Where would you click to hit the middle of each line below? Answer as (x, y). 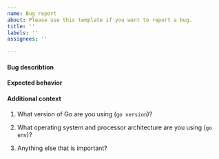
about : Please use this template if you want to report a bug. (100, 20)
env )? (24, 134)
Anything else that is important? (62, 148)
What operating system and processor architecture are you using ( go (114, 127)
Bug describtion (30, 67)
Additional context (34, 98)
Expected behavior (35, 83)
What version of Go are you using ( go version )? (85, 114)
